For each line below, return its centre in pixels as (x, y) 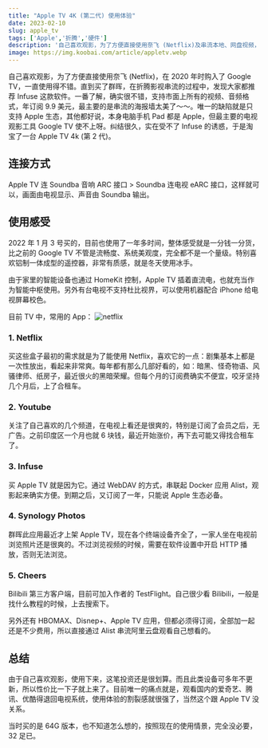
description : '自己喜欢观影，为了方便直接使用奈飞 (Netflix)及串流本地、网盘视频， (134, 45)
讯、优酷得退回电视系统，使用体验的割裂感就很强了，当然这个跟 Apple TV (129, 699)
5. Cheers (28, 575)
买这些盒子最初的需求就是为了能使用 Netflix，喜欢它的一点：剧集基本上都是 (132, 356)
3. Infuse (26, 467)
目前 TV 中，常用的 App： (51, 317)
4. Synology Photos (47, 516)
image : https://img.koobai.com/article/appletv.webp (98, 53)
